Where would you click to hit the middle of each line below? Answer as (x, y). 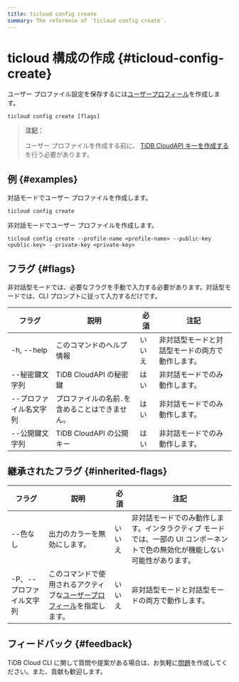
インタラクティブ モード (185, 528)
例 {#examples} (43, 179)
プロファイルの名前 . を (94, 399)
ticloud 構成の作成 (61, 58)
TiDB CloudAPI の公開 (92, 434)
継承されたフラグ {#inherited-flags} (87, 472)
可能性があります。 (163, 560)
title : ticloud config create (52, 14)
